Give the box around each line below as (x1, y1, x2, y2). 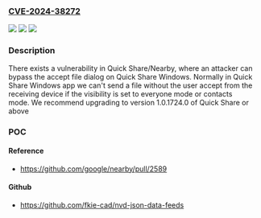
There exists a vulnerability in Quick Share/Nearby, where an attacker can (8, 63, 253, 73)
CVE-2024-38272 (8, 6, 81, 17)
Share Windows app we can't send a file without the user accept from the (8, 80, 253, 90)
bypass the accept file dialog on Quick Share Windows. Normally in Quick (8, 72, 253, 81)
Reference (8, 146, 44, 156)
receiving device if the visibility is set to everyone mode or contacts (8, 88, 233, 98)
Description (8, 45, 56, 56)
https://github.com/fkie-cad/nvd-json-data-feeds (19, 199, 184, 210)
